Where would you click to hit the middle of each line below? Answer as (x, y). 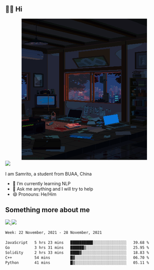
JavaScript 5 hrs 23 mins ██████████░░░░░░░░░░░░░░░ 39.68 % (77, 242)
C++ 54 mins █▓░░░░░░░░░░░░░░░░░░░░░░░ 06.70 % (77, 257)
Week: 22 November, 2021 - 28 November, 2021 (53, 232)
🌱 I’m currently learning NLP (42, 183)
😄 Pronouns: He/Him (34, 194)
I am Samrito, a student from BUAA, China (48, 174)
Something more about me (48, 210)
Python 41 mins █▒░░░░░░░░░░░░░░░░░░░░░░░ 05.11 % (77, 262)
